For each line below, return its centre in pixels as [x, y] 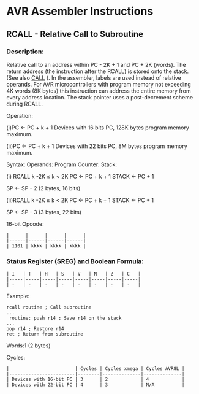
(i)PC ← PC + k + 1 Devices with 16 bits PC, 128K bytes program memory [98, 128]
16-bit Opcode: [25, 224]
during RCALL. [24, 104]
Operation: [20, 115]
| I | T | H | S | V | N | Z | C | [73, 274]
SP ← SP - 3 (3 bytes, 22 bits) [44, 212]
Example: [18, 296]
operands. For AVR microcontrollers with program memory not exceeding [99, 84]
